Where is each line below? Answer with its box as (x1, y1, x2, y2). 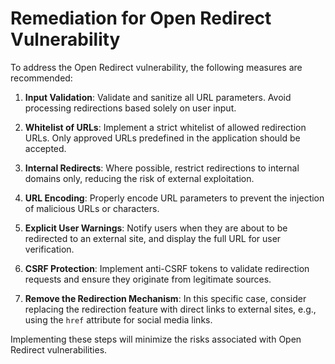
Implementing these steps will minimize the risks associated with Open (10, 333, 302, 345)
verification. (24, 243, 75, 255)
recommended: (10, 72, 73, 84)
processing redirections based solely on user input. (24, 102, 237, 114)
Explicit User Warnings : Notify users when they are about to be (24, 222, 288, 234)
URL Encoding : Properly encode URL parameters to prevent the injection (24, 192, 325, 204)
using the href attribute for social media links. (24, 313, 213, 326)
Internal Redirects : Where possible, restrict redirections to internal (24, 162, 300, 174)
